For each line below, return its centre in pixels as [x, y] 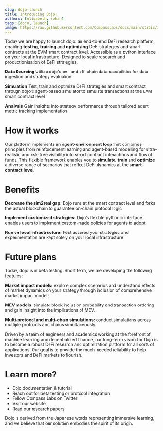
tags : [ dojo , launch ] [27, 23]
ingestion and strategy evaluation [38, 77]
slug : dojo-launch [24, 9]
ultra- [151, 149]
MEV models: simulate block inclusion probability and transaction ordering [80, 305]
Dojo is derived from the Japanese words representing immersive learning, [80, 418]
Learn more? [31, 375]
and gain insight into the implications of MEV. [50, 310]
